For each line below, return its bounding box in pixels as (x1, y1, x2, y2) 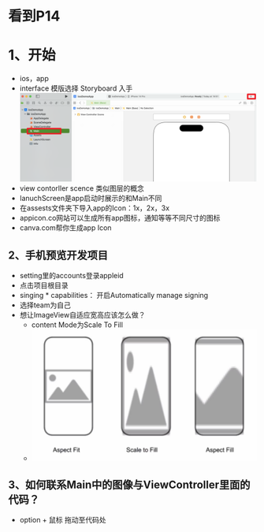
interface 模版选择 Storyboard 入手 (19, 84, 133, 93)
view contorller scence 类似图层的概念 (19, 184, 144, 193)
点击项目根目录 (19, 281, 69, 290)
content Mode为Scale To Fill (31, 320, 124, 329)
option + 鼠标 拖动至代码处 (19, 515, 106, 525)
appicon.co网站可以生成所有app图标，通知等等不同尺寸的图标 (19, 214, 221, 223)
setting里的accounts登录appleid (19, 271, 124, 280)
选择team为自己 (19, 300, 71, 310)
